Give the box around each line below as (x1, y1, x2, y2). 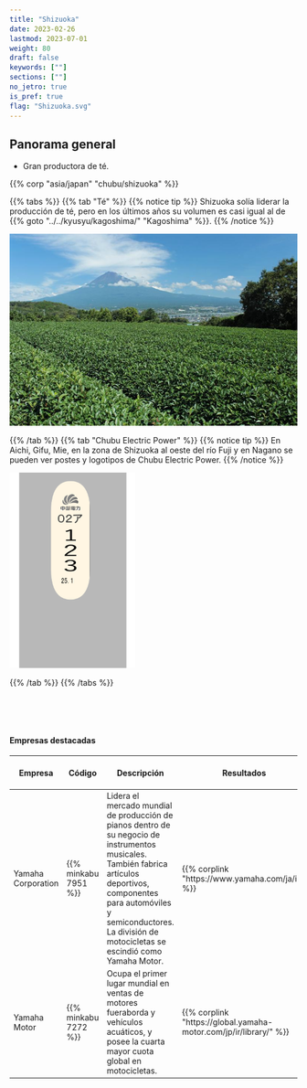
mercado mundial (106, 800, 173, 811)
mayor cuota (106, 1046, 154, 1057)
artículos (106, 869, 140, 880)
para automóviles (106, 897, 172, 909)
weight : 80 (9, 44, 51, 53)
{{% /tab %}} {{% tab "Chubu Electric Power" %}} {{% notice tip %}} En (9, 435, 281, 446)
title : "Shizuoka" (9, 15, 79, 24)
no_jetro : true (9, 82, 68, 91)
